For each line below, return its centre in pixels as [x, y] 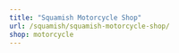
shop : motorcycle [42, 34]
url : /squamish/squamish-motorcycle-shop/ [89, 26]
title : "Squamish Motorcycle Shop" [76, 18]
